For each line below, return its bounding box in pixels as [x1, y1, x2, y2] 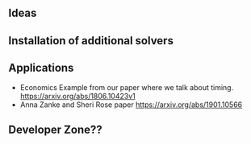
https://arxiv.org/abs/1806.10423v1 [19, 91, 136, 101]
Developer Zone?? [8, 122, 102, 136]
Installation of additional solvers [8, 34, 174, 47]
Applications [8, 61, 74, 75]
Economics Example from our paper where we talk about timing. [19, 82, 234, 92]
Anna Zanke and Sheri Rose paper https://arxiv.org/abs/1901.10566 [19, 100, 243, 109]
